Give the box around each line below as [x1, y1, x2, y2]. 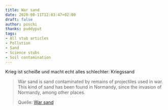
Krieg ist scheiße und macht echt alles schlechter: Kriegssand [5, 69, 135, 75]
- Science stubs [5, 50, 40, 55]
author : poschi [5, 21, 38, 27]
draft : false [5, 17, 33, 22]
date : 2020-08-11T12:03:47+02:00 [5, 12, 76, 17]
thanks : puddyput [5, 26, 42, 32]
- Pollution [5, 41, 30, 46]
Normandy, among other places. [17, 90, 85, 96]
